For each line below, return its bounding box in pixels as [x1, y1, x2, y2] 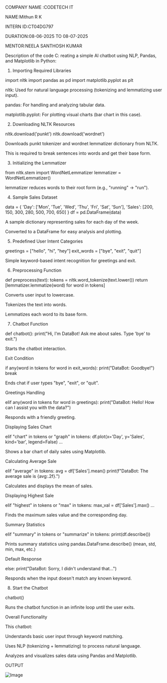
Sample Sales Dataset [12, 194, 58, 200]
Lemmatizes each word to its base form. [5, 312, 88, 317]
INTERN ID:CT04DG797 [5, 23, 54, 29]
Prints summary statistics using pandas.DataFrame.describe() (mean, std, [5, 541, 157, 547]
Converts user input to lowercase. [5, 292, 75, 298]
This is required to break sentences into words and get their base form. [5, 150, 151, 156]
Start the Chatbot [12, 585, 48, 591]
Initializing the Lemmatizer [12, 160, 67, 166]
